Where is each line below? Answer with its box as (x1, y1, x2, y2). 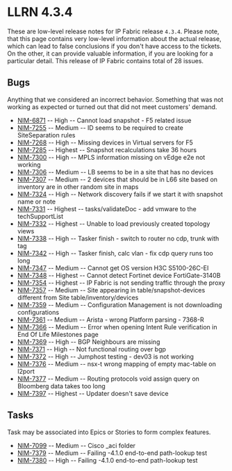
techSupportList (17, 212, 64, 220)
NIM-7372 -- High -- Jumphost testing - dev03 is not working (17, 352, 194, 361)
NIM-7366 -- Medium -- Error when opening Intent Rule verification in (17, 322, 217, 331)
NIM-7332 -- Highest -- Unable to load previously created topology (17, 220, 210, 228)
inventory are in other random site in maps (17, 182, 139, 191)
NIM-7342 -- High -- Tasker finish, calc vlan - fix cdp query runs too (17, 249, 213, 257)
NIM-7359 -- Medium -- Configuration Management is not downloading (17, 300, 222, 309)
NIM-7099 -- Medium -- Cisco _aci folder (17, 441, 136, 449)
